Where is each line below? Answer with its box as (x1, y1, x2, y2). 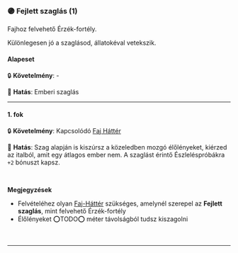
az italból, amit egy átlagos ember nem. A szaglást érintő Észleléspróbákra (7, 150, 225, 159)
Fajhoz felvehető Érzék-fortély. (7, 25, 97, 33)
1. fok (7, 111, 23, 119)
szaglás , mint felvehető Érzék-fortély (17, 206, 126, 215)
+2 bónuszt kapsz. (7, 158, 60, 167)
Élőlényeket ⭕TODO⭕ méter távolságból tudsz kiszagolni (17, 215, 188, 223)
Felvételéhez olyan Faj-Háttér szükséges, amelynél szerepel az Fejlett (17, 199, 223, 208)
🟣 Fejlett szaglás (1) (7, 6, 78, 16)
